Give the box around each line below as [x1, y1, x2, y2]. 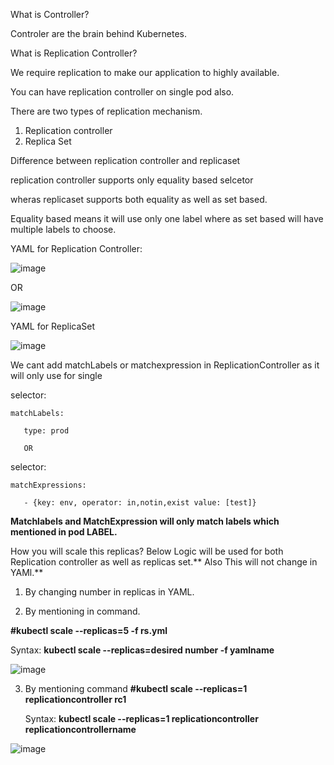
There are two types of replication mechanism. [10, 105, 203, 117]
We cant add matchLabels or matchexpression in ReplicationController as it [10, 359, 320, 371]
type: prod [23, 426, 70, 436]
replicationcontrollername [24, 724, 137, 735]
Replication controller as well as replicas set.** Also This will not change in [10, 556, 318, 568]
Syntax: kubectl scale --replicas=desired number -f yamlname [10, 644, 275, 656]
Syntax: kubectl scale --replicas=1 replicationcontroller [24, 713, 259, 724]
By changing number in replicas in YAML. [24, 586, 195, 598]
